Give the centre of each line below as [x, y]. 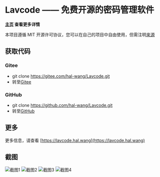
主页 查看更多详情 [22, 24]
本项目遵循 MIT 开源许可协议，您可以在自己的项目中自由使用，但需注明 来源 [80, 34]
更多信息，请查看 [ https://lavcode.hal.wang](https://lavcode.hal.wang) [75, 140]
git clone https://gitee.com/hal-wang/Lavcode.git [61, 76]
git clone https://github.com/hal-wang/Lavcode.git [62, 105]
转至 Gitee [22, 82]
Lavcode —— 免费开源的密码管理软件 [80, 10]
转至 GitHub [23, 111]
